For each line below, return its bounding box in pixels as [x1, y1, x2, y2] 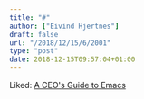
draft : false [9, 30, 59, 39]
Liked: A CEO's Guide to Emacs [9, 80, 127, 90]
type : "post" [9, 47, 59, 56]
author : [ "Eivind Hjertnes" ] [9, 22, 120, 31]
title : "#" [9, 13, 51, 22]
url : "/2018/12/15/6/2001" [9, 38, 111, 48]
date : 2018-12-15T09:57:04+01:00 [9, 55, 136, 64]
